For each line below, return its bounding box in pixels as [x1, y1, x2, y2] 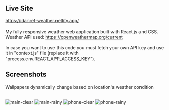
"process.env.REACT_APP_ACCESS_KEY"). [5, 56, 96, 62]
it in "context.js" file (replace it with [5, 50, 79, 56]
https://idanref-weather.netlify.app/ [5, 17, 79, 23]
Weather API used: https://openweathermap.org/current [5, 34, 123, 40]
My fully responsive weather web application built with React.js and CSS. [5, 28, 158, 35]
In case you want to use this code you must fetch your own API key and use [5, 44, 164, 50]
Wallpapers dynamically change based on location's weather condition [5, 84, 154, 90]
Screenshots [5, 70, 47, 79]
